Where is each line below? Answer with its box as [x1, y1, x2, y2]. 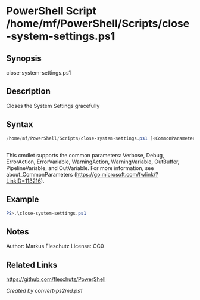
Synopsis [6, 53, 42, 63]
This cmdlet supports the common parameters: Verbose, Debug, [6, 151, 165, 159]
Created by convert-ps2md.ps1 [6, 287, 83, 295]
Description [6, 86, 51, 97]
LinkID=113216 [6, 177, 42, 184]
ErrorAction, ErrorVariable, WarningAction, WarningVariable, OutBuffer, [6, 158, 180, 165]
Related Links [6, 259, 58, 270]
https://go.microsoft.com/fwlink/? [76, 171, 159, 178]
